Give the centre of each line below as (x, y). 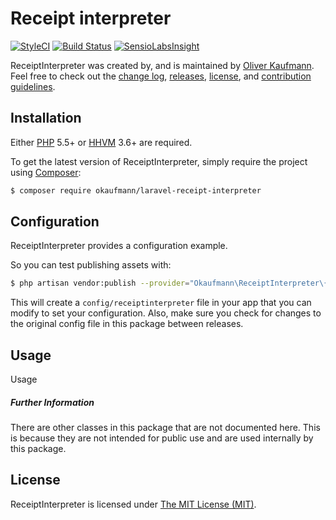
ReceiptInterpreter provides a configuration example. (119, 246)
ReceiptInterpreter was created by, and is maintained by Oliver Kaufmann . (162, 65)
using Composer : (46, 172)
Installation (46, 118)
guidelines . (33, 86)
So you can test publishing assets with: (91, 265)
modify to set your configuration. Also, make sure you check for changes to (166, 313)
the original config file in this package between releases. (127, 324)
